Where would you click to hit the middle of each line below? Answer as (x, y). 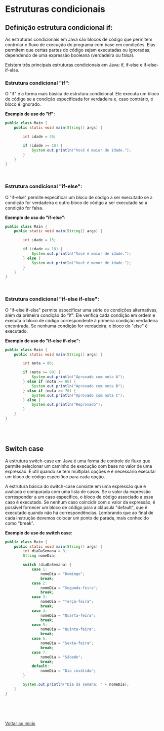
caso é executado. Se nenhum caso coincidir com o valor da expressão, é (80, 502)
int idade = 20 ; (40, 137)
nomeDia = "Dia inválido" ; (68, 671)
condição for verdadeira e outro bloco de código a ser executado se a (76, 203)
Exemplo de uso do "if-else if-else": (43, 341)
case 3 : (40, 597)
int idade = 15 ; (40, 240)
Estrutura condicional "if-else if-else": (52, 299)
